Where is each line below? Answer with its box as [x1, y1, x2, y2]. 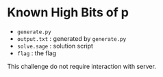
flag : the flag [16, 49, 57, 57]
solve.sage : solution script [16, 42, 94, 50]
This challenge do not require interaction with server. [7, 62, 156, 70]
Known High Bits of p [7, 5, 129, 20]
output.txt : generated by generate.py [16, 34, 127, 42]
